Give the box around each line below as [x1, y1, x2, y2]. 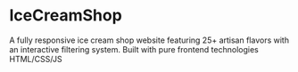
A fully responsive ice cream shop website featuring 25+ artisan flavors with [9, 35, 290, 45]
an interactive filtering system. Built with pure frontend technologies [9, 44, 259, 54]
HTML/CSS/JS [9, 53, 62, 64]
